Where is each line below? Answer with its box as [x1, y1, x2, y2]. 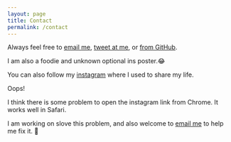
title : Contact [7, 17, 53, 24]
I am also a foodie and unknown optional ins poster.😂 [7, 57, 166, 65]
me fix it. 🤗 [7, 127, 39, 136]
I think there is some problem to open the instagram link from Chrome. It [7, 98, 219, 106]
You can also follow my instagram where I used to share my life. [7, 70, 194, 79]
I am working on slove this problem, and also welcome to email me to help [7, 119, 224, 128]
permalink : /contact [7, 23, 69, 31]
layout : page [7, 10, 46, 18]
